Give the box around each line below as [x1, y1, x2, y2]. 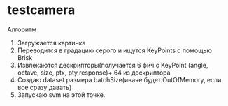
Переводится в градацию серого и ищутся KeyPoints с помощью [17, 46, 212, 54]
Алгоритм [7, 25, 37, 33]
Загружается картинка [17, 38, 86, 47]
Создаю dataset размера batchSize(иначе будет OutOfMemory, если [17, 75, 222, 84]
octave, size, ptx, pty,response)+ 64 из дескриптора [17, 68, 171, 77]
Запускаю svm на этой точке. [17, 90, 106, 99]
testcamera [7, 2, 76, 18]
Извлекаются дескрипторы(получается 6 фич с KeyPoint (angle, [17, 61, 208, 69]
